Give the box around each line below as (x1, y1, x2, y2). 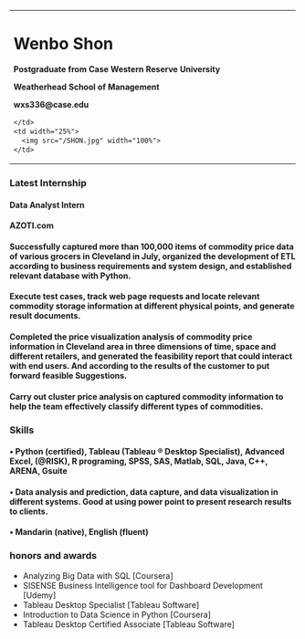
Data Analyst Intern (9, 199, 85, 210)
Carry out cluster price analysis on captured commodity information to (9, 391, 284, 402)
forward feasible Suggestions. (9, 371, 128, 382)
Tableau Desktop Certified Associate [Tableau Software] (22, 618, 236, 630)
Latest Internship (9, 177, 87, 190)
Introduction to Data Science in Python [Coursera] (22, 609, 212, 620)
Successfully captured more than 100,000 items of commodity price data (9, 241, 294, 252)
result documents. (9, 310, 81, 321)
